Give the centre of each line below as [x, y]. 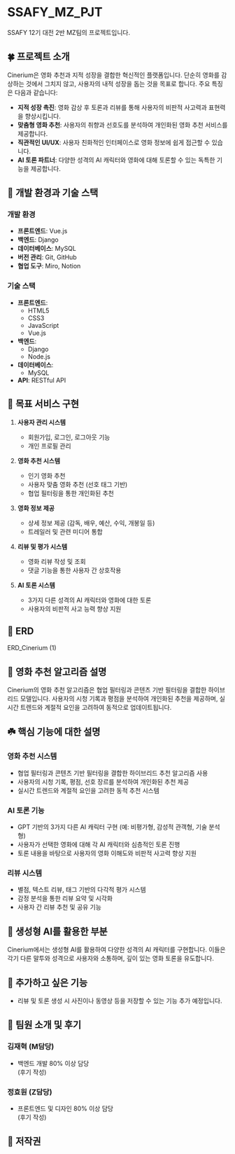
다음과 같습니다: [36, 92]
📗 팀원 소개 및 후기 [44, 1025]
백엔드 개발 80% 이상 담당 [53, 1063]
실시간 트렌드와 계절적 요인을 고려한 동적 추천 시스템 [88, 790]
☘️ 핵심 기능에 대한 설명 [54, 732]
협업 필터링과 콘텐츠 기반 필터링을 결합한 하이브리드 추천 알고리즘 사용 [113, 773]
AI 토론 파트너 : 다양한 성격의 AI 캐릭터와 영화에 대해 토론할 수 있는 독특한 [116, 160]
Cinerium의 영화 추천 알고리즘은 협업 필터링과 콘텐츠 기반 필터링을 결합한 [107, 690]
